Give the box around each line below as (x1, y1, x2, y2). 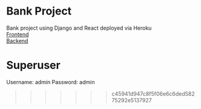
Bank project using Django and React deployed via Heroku (6, 24, 152, 31)
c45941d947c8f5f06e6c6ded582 (111, 90, 195, 97)
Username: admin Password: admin (6, 78, 95, 85)
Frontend (6, 30, 29, 38)
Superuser (6, 59, 61, 72)
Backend (6, 37, 28, 44)
